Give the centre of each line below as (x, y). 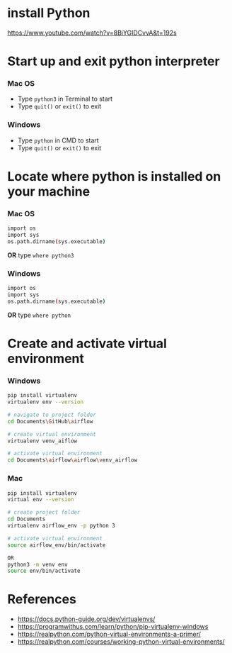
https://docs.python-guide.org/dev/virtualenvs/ (86, 619)
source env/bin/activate (44, 571)
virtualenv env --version (45, 402)
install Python (49, 13)
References (42, 599)
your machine (49, 191)
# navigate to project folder (52, 415)
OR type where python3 (41, 255)
